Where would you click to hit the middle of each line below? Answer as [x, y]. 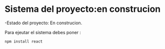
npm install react [24, 41]
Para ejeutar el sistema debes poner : [43, 32]
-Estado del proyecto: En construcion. [43, 23]
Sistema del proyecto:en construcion [83, 9]
